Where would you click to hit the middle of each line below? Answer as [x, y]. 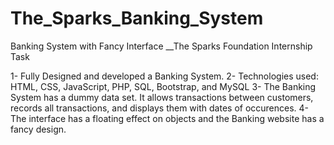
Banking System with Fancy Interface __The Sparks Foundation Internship [161, 46]
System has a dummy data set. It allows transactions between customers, [162, 97]
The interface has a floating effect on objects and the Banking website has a [167, 118]
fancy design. [38, 129]
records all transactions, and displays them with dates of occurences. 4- [160, 108]
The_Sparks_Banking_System [137, 18]
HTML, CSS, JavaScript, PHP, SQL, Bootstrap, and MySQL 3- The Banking [163, 86]
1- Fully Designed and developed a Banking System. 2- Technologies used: [164, 76]
